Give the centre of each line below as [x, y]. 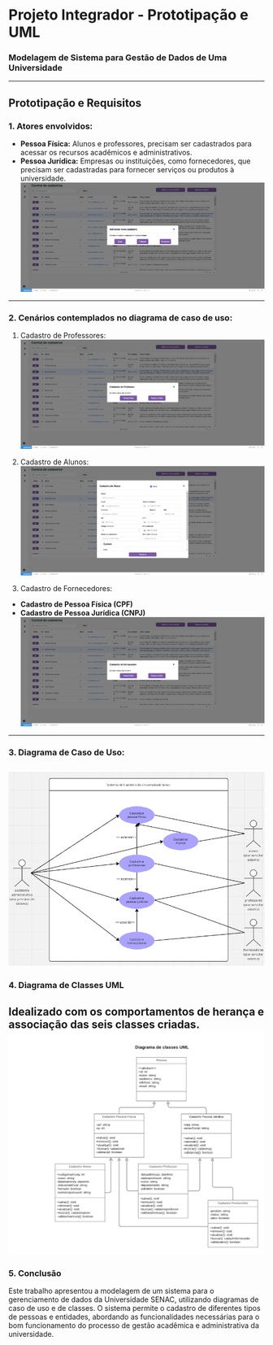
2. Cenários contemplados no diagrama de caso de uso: [121, 317]
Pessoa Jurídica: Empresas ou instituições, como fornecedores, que [135, 161]
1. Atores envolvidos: [51, 126]
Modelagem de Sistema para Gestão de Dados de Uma [118, 58]
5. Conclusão [35, 1273]
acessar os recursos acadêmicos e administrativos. [106, 153]
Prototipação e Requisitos [75, 103]
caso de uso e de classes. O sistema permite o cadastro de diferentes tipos [135, 1308]
